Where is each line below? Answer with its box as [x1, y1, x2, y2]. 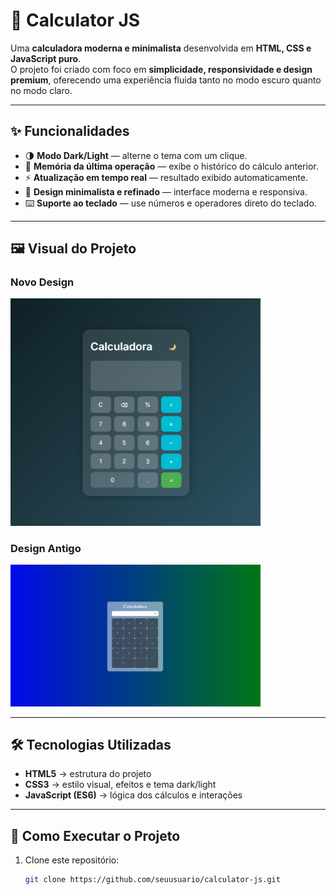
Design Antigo [10, 541, 82, 555]
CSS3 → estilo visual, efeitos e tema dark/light [24, 779, 217, 791]
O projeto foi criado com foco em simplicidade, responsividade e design [10, 63, 313, 75]
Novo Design [10, 275, 75, 289]
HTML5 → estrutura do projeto [24, 768, 152, 780]
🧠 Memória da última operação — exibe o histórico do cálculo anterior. [24, 160, 319, 172]
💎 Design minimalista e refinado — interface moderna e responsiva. [24, 185, 308, 198]
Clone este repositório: [24, 854, 120, 866]
